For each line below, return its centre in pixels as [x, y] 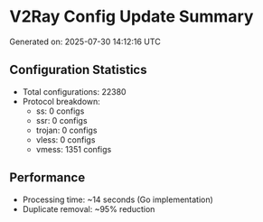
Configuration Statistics [78, 70]
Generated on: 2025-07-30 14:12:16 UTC [85, 42]
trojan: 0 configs [66, 130]
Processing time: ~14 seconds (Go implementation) [118, 199]
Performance [47, 178]
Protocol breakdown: [61, 101]
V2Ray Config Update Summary [131, 17]
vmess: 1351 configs [74, 149]
